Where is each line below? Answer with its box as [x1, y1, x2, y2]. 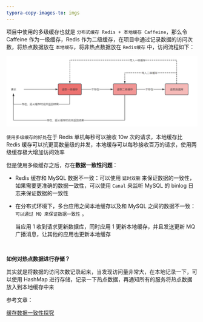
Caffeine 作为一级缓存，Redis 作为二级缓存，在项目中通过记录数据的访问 [6, 35, 188, 43]
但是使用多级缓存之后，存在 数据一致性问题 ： [6, 161, 118, 168]
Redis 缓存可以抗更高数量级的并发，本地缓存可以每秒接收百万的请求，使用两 [6, 140, 197, 148]
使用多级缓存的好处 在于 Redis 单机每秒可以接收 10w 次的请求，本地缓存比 [6, 133, 183, 140]
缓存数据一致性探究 [6, 309, 55, 316]
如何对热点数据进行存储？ [6, 255, 70, 262]
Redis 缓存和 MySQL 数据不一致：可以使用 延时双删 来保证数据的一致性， [15, 174, 195, 182]
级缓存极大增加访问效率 [6, 148, 65, 156]
